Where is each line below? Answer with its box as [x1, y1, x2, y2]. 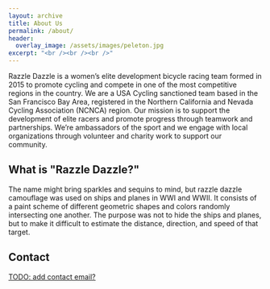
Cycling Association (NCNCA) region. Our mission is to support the [8, 105, 231, 115]
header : [8, 34, 35, 43]
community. [8, 140, 48, 149]
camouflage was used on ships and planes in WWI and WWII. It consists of [8, 192, 257, 202]
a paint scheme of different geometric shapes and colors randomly [8, 201, 231, 211]
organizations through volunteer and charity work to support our [8, 131, 222, 141]
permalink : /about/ [8, 27, 74, 35]
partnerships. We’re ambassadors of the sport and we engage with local [8, 122, 248, 132]
